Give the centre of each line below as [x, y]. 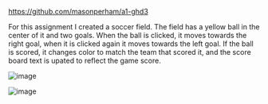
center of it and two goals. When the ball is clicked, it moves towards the [128, 35]
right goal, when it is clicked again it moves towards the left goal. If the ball [131, 44]
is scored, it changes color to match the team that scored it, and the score [130, 52]
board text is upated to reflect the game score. [85, 60]
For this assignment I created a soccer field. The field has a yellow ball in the [134, 27]
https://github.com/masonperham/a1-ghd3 [79, 12]
